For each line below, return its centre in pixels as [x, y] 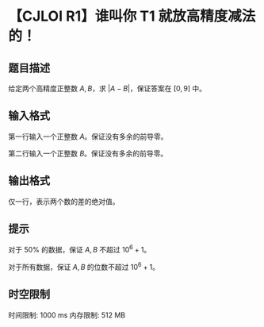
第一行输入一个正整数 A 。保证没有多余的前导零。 [88, 137]
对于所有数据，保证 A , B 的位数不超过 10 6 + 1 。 [84, 266]
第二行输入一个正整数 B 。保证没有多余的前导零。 [88, 153]
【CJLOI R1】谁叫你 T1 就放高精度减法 [132, 16]
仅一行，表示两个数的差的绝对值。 [64, 201]
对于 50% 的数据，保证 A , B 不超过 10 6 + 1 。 [80, 249]
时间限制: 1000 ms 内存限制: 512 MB [67, 315]
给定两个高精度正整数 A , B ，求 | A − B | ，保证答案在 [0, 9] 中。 [107, 88]
